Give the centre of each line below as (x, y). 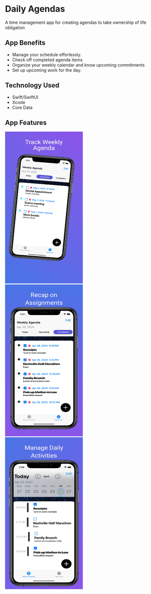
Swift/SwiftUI (25, 97)
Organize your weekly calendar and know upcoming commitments (78, 65)
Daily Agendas (35, 9)
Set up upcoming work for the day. (47, 70)
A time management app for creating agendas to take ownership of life (76, 22)
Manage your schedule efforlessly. (47, 54)
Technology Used (32, 85)
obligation (15, 27)
